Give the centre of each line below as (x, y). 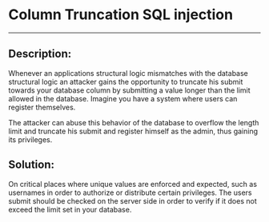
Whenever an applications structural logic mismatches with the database (128, 73)
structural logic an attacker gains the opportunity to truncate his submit (126, 81)
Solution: (31, 165)
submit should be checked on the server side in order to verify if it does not (133, 200)
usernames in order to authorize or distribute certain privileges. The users (130, 192)
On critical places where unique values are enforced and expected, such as (133, 184)
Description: (40, 54)
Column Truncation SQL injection (121, 15)
